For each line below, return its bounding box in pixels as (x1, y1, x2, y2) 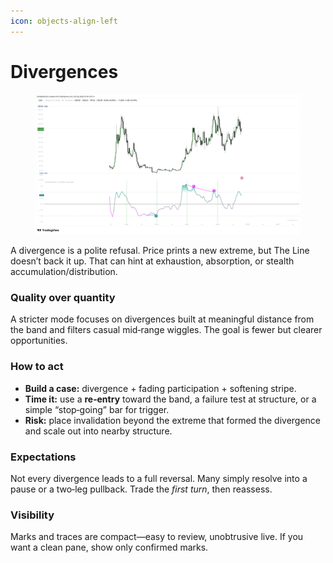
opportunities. (10, 335, 68, 347)
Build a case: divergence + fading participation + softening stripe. (24, 382, 297, 394)
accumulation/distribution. (10, 265, 118, 277)
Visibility (10, 508, 55, 522)
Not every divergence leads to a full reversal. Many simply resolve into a (10, 472, 308, 484)
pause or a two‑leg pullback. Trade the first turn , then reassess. (10, 483, 273, 495)
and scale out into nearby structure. (24, 425, 173, 437)
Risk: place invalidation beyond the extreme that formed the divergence (24, 414, 322, 426)
